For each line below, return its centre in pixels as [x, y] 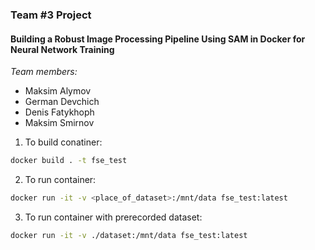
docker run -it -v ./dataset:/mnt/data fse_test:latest [129, 235]
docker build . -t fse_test [69, 161]
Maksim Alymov [58, 91]
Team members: [44, 72]
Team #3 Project [51, 15]
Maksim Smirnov [59, 123]
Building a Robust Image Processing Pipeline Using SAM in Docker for [158, 39]
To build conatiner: [63, 142]
